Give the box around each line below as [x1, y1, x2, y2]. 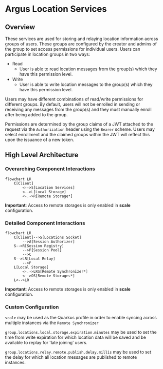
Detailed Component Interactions [5, 220, 86, 226]
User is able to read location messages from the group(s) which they [19, 66, 157, 72]
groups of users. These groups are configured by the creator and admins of [5, 41, 157, 47]
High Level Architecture [5, 151, 79, 159]
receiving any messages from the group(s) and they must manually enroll [5, 106, 152, 112]
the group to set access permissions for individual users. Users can [5, 46, 140, 52]
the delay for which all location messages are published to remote [5, 354, 137, 360]
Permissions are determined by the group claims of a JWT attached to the [5, 121, 153, 127]
